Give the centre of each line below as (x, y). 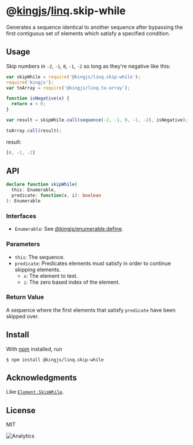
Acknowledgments (42, 378)
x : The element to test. (51, 275)
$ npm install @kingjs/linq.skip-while (55, 360)
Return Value (25, 297)
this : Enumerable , (34, 190)
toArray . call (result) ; (34, 131)
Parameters (23, 244)
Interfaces (21, 216)
